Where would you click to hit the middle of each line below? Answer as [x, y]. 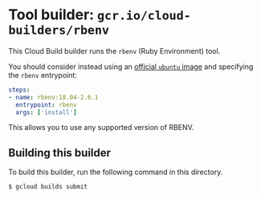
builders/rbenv [59, 30]
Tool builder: [51, 15]
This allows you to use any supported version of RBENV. [101, 128]
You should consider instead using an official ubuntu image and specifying [131, 67]
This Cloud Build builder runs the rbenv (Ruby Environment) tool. [114, 51]
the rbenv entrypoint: [43, 75]
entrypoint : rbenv [47, 105]
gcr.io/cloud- [144, 16]
